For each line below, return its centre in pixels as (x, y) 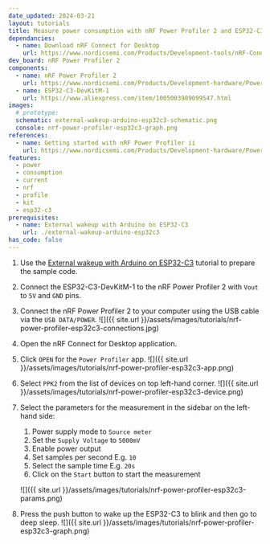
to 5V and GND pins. (51, 295)
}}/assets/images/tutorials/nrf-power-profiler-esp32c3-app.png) (127, 367)
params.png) (41, 498)
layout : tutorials (39, 23)
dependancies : (32, 38)
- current (32, 180)
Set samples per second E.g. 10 (84, 457)
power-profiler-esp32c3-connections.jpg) (89, 328)
